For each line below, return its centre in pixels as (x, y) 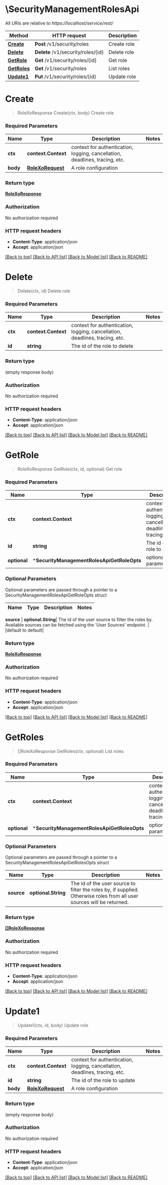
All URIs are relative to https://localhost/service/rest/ (59, 23)
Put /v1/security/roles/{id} (65, 76)
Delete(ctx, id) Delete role (44, 291)
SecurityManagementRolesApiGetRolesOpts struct (57, 863)
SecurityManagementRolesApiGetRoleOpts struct (56, 595)
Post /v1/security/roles (62, 44)
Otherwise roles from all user (104, 896)
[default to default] (24, 630)
